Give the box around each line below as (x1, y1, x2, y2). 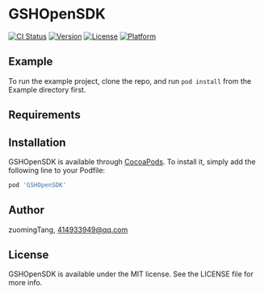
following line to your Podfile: (8, 165, 106, 175)
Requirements (8, 108, 81, 122)
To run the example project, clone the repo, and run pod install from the (8, 76, 252, 85)
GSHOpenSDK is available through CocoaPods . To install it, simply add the (8, 156, 256, 166)
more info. (8, 278, 43, 288)
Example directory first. (8, 85, 86, 94)
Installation (8, 135, 66, 149)
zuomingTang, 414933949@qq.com (8, 225, 128, 234)
